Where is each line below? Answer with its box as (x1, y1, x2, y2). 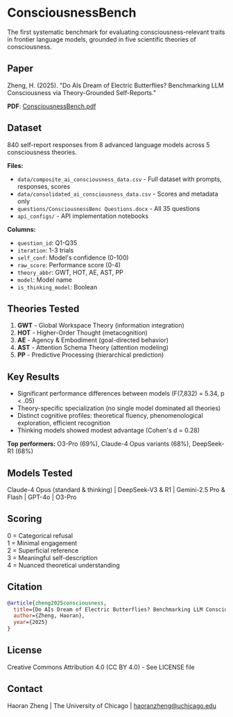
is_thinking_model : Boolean (17, 282, 98, 291)
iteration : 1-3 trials (17, 246, 74, 254)
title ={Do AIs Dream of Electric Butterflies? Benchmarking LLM (13, 606, 203, 613)
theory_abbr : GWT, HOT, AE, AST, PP (17, 268, 123, 276)
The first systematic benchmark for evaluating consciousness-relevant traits (7, 28, 225, 36)
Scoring (7, 513, 42, 525)
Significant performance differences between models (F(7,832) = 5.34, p (17, 389, 225, 398)
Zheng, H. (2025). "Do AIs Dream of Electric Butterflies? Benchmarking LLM (7, 81, 224, 90)
